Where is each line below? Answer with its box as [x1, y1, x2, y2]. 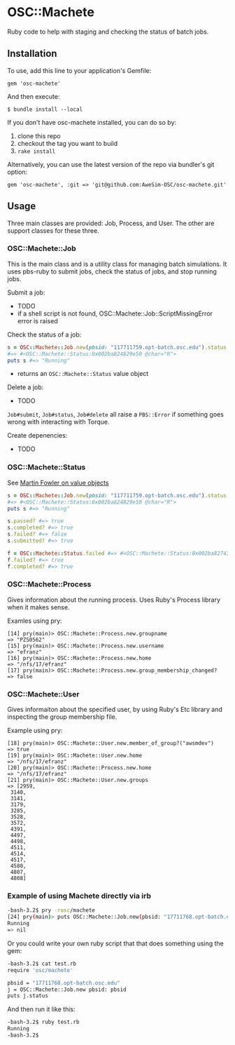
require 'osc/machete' [7, 966, 73, 973]
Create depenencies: [7, 431, 68, 440]
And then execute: [7, 92, 60, 100]
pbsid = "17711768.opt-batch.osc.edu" [7, 979, 120, 986]
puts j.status [7, 992, 49, 999]
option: [7, 168, 28, 176]
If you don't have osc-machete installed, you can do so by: [7, 118, 177, 126]
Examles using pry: [7, 616, 62, 625]
